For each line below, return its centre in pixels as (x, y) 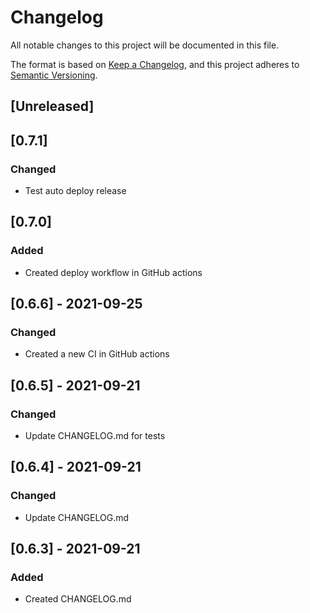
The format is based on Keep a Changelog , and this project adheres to (155, 64)
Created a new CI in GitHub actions (97, 354)
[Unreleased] (52, 106)
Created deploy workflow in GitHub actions (113, 272)
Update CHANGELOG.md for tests (95, 436)
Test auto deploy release (75, 191)
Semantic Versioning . (54, 75)
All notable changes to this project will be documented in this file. (145, 45)
